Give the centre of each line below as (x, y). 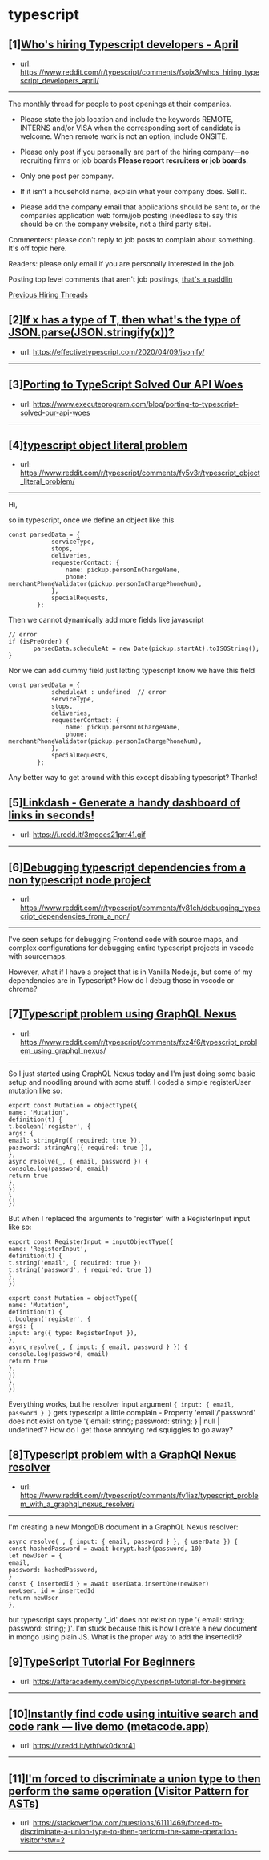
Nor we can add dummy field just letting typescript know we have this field (132, 671)
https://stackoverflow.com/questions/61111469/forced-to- (127, 1823)
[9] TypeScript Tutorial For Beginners (102, 1662)
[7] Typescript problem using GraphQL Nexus (122, 1014)
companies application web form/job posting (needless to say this (128, 215)
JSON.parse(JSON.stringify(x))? (91, 333)
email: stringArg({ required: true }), (75, 1140)
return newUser (34, 1598)
